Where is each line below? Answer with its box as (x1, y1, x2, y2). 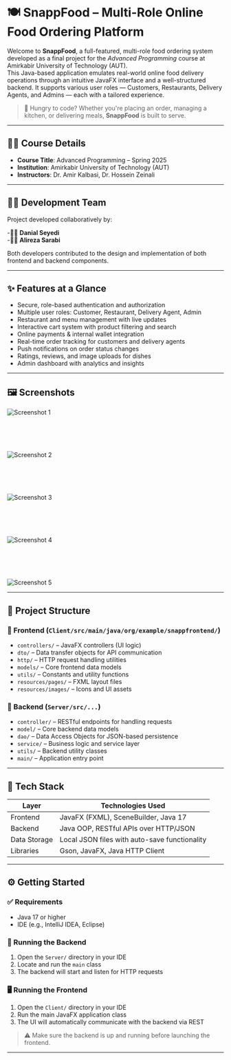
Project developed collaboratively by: (7, 215, 113, 223)
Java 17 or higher (16, 913, 67, 921)
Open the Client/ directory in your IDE (16, 1004, 127, 1012)
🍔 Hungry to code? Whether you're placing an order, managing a (23, 104, 208, 112)
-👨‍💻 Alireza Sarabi (7, 236, 60, 244)
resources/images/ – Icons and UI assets (16, 685, 132, 693)
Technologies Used (100, 801, 166, 810)
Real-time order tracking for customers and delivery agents (16, 338, 186, 346)
